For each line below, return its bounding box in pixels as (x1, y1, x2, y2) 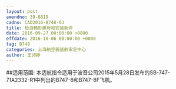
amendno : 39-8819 (6, 14, 49, 20)
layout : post (6, 8, 38, 15)
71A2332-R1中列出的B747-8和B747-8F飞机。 (6, 76, 115, 83)
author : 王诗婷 (6, 52, 41, 58)
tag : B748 (6, 42, 31, 47)
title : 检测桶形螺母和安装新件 (6, 25, 73, 31)
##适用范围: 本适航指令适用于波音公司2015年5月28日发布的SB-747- (6, 69, 171, 76)
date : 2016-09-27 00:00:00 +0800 (6, 30, 88, 36)
